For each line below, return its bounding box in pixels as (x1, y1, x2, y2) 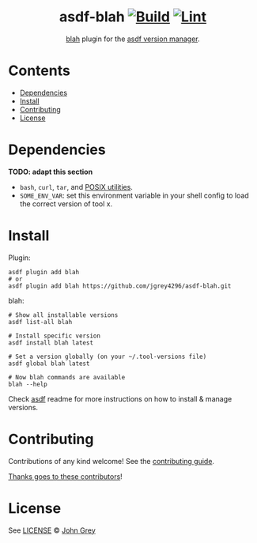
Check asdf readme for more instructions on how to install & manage (8, 394, 232, 403)
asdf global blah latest (8, 360, 90, 368)
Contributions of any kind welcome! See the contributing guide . (8, 456, 215, 466)
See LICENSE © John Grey (8, 526, 96, 535)
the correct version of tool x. (19, 198, 113, 209)
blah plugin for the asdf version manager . (66, 34, 200, 43)
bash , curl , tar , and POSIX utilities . (19, 182, 133, 191)
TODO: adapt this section (8, 167, 93, 176)
